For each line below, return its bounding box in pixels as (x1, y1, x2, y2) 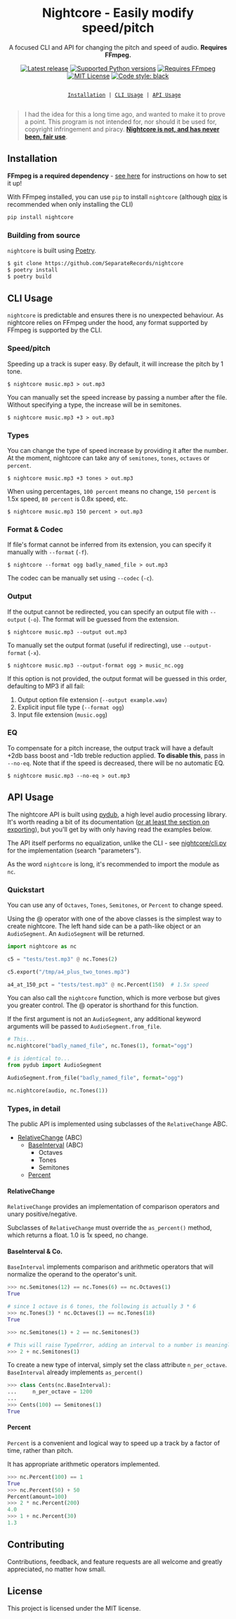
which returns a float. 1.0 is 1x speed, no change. (7, 1231, 149, 1239)
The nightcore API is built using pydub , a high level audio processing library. (7, 810, 227, 819)
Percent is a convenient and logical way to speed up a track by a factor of (7, 1438, 220, 1447)
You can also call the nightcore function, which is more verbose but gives (7, 994, 221, 1002)
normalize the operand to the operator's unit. (7, 1270, 137, 1279)
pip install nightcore (7, 213, 74, 221)
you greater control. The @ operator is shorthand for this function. (7, 1001, 199, 1010)
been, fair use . (24, 132, 68, 141)
